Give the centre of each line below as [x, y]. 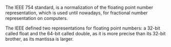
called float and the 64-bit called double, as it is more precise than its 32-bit [85, 33]
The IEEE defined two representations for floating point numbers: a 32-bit [83, 28]
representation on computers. [37, 18]
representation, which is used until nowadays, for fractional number [77, 13]
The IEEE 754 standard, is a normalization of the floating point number [79, 7]
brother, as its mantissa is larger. [39, 39]
